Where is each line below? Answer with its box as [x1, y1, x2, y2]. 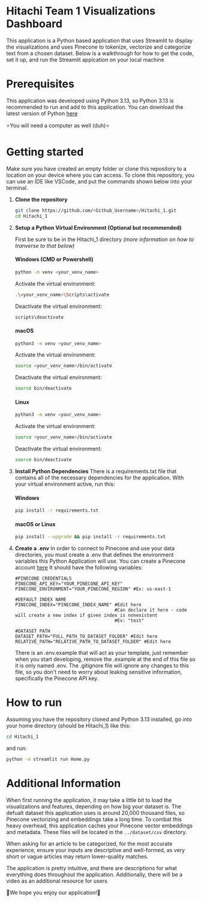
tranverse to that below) [14, 242, 75, 249]
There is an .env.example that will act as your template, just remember [14, 649, 189, 657]
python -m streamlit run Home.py [6, 756, 90, 762]
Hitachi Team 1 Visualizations [6, 4, 156, 18]
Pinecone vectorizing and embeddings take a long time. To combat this [6, 815, 182, 823]
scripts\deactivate [14, 314, 64, 320]
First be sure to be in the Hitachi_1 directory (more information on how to [14, 236, 194, 243]
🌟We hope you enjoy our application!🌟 [6, 889, 101, 896]
